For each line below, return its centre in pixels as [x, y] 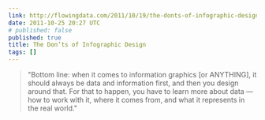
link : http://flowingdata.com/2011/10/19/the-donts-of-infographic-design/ [135, 15]
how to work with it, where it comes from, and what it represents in [136, 100]
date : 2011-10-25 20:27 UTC [54, 23]
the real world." [52, 108]
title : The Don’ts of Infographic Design [77, 45]
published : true [35, 37]
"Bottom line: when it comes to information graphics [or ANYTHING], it [142, 75]
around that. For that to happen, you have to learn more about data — [140, 91]
